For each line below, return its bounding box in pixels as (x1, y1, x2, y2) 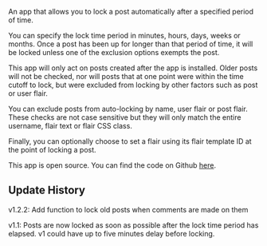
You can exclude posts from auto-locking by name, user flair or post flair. (8, 104, 249, 113)
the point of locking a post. (8, 145, 97, 154)
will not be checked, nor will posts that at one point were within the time (8, 72, 245, 81)
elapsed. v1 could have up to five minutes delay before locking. (8, 228, 215, 238)
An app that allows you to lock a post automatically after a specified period (8, 7, 253, 16)
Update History (8, 184, 86, 197)
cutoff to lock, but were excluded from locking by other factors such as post (8, 80, 258, 89)
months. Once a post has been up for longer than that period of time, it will (8, 39, 253, 49)
